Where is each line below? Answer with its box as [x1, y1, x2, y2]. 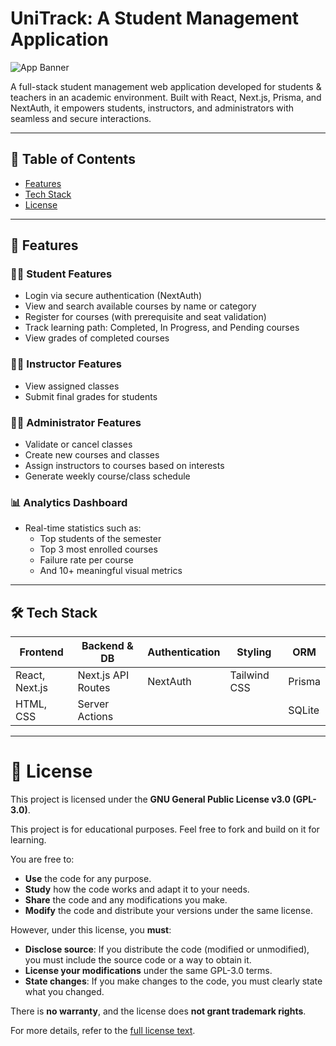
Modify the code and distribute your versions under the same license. [24, 905, 313, 917]
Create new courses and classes [24, 449, 160, 461]
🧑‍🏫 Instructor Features [10, 357, 123, 371]
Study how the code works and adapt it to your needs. [24, 883, 250, 896]
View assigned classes [24, 380, 120, 392]
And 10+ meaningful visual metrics [39, 565, 183, 577]
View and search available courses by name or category [24, 300, 257, 312]
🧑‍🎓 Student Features [10, 267, 113, 281]
